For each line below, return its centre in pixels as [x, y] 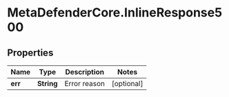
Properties [30, 53]
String [47, 84]
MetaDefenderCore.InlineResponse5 [115, 13]
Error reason [85, 84]
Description [85, 72]
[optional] [127, 84]
